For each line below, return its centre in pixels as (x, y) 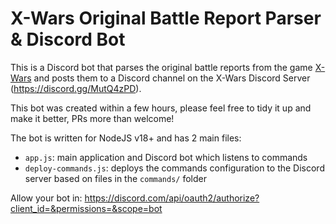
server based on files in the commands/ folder (115, 178)
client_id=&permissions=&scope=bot (86, 208)
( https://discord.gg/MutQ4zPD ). (76, 88)
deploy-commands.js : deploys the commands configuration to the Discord (174, 168)
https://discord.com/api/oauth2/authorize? (172, 198)
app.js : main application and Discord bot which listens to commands (166, 157)
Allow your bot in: (46, 198)
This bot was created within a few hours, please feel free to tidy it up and (161, 108)
